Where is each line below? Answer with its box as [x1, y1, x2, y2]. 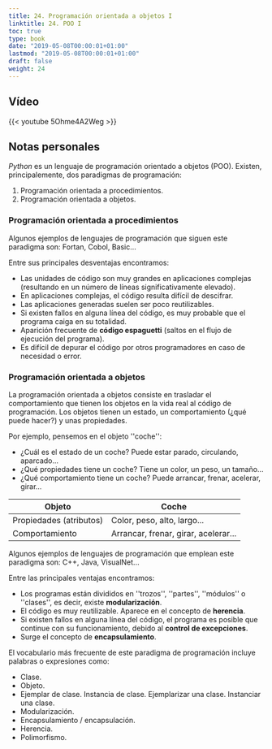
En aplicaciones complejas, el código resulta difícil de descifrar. [19, 290, 234, 301]
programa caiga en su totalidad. [19, 316, 127, 326]
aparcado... [19, 456, 59, 465]
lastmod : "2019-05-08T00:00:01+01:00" [8, 50, 140, 58]
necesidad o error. [19, 351, 82, 361]
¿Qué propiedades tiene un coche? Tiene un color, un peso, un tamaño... [19, 464, 264, 474]
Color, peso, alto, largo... [110, 514, 205, 526]
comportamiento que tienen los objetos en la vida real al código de [8, 398, 231, 408]
